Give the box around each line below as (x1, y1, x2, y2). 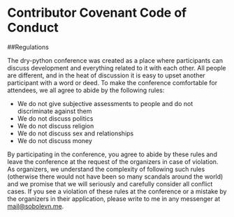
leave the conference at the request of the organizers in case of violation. (7, 157, 219, 165)
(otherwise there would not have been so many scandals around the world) (7, 172, 224, 181)
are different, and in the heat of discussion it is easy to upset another (7, 71, 206, 80)
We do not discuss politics (17, 114, 94, 123)
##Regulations (7, 43, 49, 51)
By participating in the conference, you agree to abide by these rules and (7, 150, 218, 158)
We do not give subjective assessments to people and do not (17, 99, 193, 107)
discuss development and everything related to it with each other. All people (7, 63, 226, 72)
